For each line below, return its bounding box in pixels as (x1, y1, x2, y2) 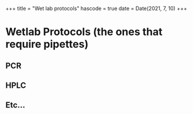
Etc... (5, 100, 26, 110)
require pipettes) (5, 38, 89, 51)
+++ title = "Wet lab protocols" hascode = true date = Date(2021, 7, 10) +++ (5, 5, 188, 12)
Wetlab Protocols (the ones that (5, 26, 163, 38)
